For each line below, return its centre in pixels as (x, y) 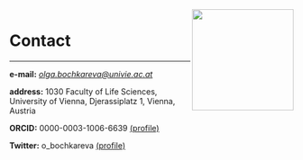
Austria (23, 111)
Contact (40, 41)
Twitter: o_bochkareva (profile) (68, 145)
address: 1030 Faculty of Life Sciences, (83, 91)
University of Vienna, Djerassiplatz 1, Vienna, (92, 101)
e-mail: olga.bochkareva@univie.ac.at (81, 74)
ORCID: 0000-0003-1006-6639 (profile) (84, 128)
